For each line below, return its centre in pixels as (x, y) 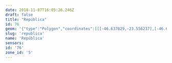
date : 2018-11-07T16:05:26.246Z (40, 10)
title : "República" (26, 19)
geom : (11, 29)
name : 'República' (25, 39)
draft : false (19, 15)
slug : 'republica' (25, 34)
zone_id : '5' (19, 52)
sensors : (15, 43)
